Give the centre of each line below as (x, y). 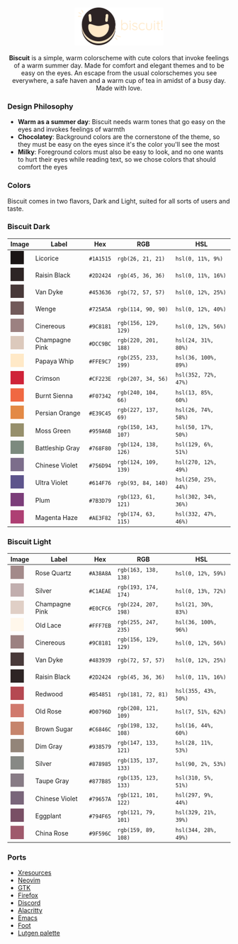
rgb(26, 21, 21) (141, 259)
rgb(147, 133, (138, 743)
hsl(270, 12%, (196, 462)
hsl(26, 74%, (194, 410)
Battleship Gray (57, 448)
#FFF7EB (100, 626)
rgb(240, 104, (138, 393)
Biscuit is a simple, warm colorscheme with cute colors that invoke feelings (119, 57)
